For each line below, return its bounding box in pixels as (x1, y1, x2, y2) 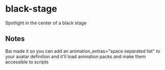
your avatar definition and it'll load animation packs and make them (5, 53, 146, 59)
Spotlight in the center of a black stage (5, 20, 87, 26)
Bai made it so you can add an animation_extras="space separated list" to (5, 48, 160, 54)
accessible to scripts (5, 59, 49, 65)
